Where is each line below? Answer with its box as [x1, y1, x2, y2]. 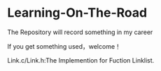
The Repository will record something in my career [7, 28, 153, 36]
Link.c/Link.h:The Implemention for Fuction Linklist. [7, 56, 155, 64]
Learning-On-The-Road [7, 5, 148, 21]
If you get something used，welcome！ [7, 42, 121, 50]
